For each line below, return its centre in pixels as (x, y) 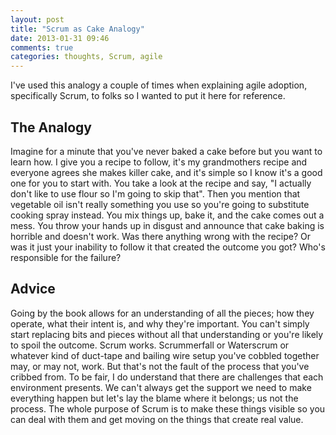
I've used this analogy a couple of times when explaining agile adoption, (159, 85)
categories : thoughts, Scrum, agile (86, 57)
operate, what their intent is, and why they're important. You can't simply (160, 323)
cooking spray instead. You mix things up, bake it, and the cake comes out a (167, 215)
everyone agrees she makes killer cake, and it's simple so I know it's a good (166, 172)
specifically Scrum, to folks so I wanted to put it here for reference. (148, 96)
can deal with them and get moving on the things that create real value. (157, 419)
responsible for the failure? (66, 257)
